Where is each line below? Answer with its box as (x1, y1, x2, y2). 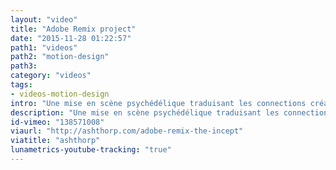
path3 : (10, 61, 38, 71)
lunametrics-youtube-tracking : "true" (10, 145, 172, 155)
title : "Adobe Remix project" (10, 24, 137, 34)
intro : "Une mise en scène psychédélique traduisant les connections (10, 98, 307, 108)
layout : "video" (10, 14, 78, 25)
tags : (10, 80, 33, 90)
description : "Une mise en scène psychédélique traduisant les (10, 107, 280, 118)
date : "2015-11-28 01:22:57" (10, 33, 132, 43)
